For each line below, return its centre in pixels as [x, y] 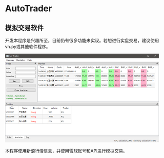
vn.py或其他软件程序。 [28, 46]
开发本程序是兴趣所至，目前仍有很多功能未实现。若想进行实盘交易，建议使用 [82, 40]
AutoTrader [29, 9]
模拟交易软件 [24, 28]
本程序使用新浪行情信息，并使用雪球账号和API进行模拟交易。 [66, 151]
